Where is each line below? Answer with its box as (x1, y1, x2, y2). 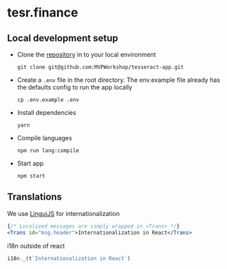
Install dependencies (17, 109, 77, 116)
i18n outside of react (7, 241, 65, 250)
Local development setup (7, 32, 118, 44)
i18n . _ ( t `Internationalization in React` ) (7, 255, 131, 262)
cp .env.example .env (17, 96, 79, 103)
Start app (17, 160, 44, 167)
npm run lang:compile (17, 147, 79, 154)
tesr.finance (7, 5, 78, 21)
